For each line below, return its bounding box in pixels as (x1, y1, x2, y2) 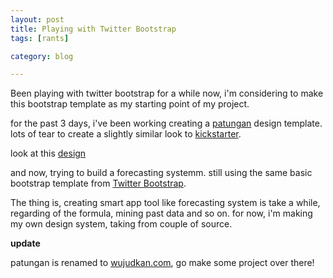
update (10, 237, 41, 250)
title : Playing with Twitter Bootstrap (10, 24, 177, 34)
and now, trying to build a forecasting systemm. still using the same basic (10, 167, 313, 179)
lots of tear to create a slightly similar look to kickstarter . (10, 128, 242, 140)
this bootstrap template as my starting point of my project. (10, 98, 250, 110)
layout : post (10, 14, 65, 25)
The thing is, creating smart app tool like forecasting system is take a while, (10, 197, 321, 209)
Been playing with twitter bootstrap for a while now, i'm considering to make (10, 87, 324, 100)
